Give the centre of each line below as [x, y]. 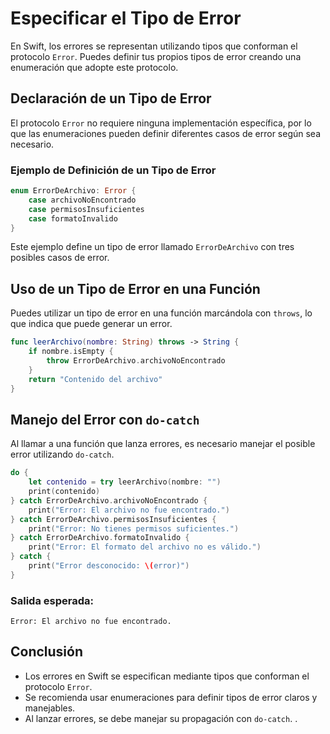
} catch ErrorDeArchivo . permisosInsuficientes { [113, 519]
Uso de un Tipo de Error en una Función [135, 288]
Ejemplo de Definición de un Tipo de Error [113, 170]
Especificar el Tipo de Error [126, 18]
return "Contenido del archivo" [95, 379]
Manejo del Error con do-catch [105, 419]
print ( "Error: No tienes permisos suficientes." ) [134, 528]
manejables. [50, 708]
